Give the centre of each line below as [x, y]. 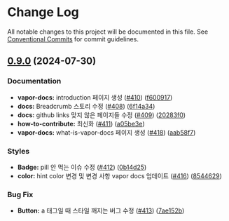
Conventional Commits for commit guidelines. [73, 39]
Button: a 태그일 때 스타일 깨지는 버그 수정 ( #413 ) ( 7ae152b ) [101, 210]
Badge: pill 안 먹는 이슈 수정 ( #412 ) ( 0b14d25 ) [82, 167]
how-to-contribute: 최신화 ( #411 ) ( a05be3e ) [81, 123]
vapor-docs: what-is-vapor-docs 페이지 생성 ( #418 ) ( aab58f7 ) [106, 132]
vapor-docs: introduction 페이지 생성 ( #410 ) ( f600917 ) [95, 97]
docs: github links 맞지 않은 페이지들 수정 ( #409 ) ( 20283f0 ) [102, 115]
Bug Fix [20, 194]
